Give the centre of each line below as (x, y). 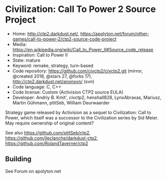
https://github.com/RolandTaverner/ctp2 (47, 143)
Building (18, 159)
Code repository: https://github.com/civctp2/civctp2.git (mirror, (78, 70)
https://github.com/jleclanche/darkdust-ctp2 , (52, 138)
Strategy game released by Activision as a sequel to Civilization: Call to (78, 112)
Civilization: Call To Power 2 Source (80, 9)
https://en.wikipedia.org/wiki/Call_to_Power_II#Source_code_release (83, 49)
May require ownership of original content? (49, 123)
